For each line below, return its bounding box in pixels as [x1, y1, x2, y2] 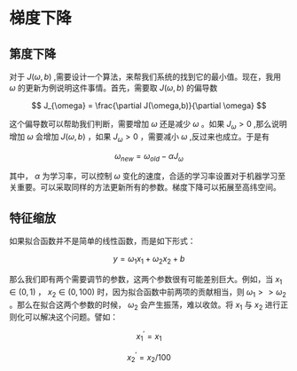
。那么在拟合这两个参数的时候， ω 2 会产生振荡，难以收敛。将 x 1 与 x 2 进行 [9, 299, 281, 312]
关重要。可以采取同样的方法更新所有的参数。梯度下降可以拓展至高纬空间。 [9, 182, 281, 193]
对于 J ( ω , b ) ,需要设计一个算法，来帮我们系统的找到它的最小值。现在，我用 [9, 72, 282, 82]
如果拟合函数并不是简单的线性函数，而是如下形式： [9, 236, 196, 247]
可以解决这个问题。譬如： [24, 312, 118, 322]
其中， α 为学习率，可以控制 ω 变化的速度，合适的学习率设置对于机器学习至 [9, 170, 286, 182]
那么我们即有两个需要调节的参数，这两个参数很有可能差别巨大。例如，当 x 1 [9, 274, 283, 287]
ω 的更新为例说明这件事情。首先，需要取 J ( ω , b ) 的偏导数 [9, 83, 218, 93]
